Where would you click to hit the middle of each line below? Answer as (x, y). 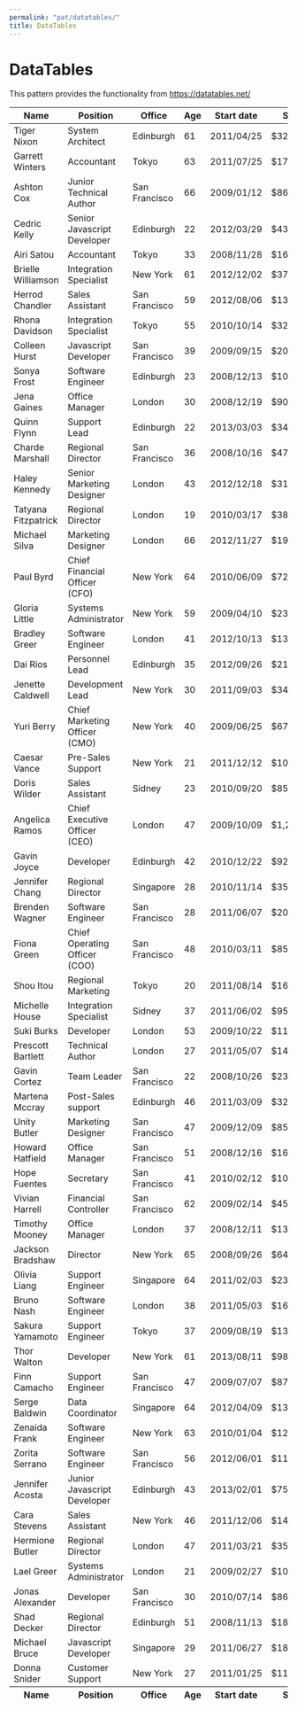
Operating (88, 944)
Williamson (36, 280)
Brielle (27, 269)
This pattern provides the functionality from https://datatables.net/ (130, 94)
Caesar (29, 758)
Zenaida (30, 1427)
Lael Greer (35, 1572)
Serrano (30, 1465)
